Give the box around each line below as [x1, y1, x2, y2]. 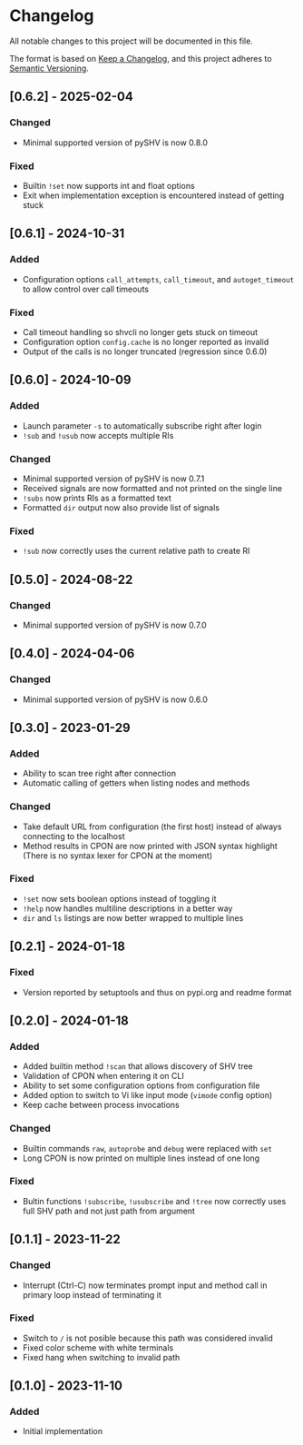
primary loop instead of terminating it [22, 1289, 161, 1300]
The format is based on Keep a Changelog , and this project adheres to [9, 53, 272, 64]
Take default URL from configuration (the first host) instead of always [22, 821, 282, 832]
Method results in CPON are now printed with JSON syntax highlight [22, 840, 279, 851]
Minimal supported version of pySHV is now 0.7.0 [22, 619, 207, 630]
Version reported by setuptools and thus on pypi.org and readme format [22, 986, 292, 997]
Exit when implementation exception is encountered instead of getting [22, 190, 285, 201]
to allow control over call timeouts [22, 283, 150, 294]
